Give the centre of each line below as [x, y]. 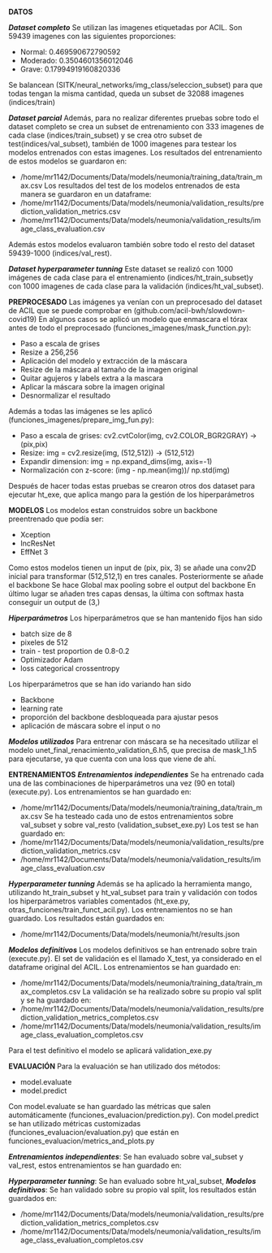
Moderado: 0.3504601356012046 [77, 61]
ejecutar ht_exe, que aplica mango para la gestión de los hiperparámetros [132, 494]
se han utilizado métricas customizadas [75, 1124]
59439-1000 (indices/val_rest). [60, 253]
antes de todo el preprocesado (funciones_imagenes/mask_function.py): [130, 328]
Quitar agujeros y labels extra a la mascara [92, 378]
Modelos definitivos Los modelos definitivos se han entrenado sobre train [133, 950]
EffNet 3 [34, 552]
